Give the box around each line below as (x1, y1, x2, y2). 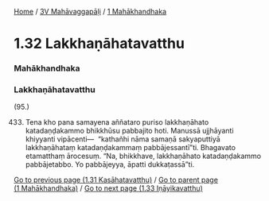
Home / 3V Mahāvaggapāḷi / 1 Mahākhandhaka (14, 7, 167, 16)
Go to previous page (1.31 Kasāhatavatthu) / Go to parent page (14, 175, 219, 185)
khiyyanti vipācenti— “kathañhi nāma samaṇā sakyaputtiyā (25, 134, 220, 144)
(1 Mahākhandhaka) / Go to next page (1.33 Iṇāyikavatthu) (14, 184, 203, 193)
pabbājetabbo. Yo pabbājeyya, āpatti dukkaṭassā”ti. (25, 160, 195, 169)
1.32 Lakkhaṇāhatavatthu (14, 35, 185, 52)
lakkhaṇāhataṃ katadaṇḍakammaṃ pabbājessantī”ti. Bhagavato (25, 143, 236, 153)
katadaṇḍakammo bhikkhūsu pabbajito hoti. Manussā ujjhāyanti (25, 126, 234, 136)
